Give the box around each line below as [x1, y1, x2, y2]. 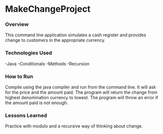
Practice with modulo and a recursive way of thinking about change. [5, 123, 143, 129]
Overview [5, 21, 29, 28]
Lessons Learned [5, 112, 48, 119]
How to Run [5, 73, 33, 80]
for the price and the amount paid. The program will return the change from [5, 89, 158, 95]
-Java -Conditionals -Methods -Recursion [5, 60, 90, 67]
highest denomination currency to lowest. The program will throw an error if [5, 95, 159, 101]
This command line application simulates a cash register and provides [5, 32, 146, 38]
